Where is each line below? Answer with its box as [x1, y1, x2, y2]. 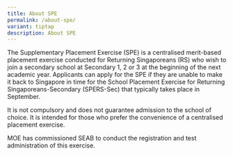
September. [7, 93, 40, 101]
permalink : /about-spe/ [7, 17, 77, 24]
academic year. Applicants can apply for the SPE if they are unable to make [7, 71, 223, 79]
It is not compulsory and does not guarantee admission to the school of [7, 106, 212, 114]
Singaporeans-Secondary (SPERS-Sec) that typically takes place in [7, 85, 200, 93]
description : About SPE [7, 29, 77, 37]
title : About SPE [7, 10, 58, 17]
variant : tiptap [7, 23, 54, 30]
